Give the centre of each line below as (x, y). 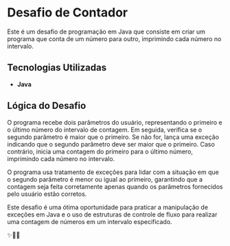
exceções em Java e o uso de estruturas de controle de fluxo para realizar (112, 214)
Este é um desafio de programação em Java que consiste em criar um (106, 32)
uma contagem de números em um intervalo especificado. (90, 221)
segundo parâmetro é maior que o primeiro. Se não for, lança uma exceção (113, 137)
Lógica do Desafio (47, 106)
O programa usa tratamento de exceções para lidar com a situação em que (113, 172)
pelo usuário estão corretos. (47, 194)
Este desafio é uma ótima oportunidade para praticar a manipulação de (107, 207)
